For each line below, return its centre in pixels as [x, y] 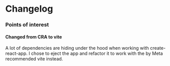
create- [158, 48]
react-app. [16, 53]
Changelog [29, 9]
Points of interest [27, 25]
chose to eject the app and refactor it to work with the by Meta [97, 53]
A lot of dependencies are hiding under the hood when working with [77, 48]
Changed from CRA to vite [34, 37]
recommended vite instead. [34, 59]
